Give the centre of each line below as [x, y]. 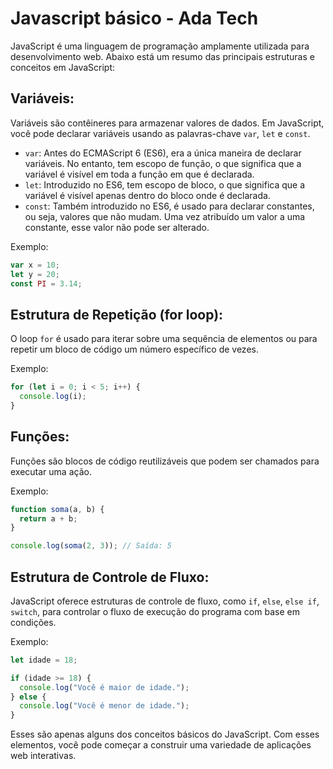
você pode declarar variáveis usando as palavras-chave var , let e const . [160, 133]
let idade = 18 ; [44, 660]
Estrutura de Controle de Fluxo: [110, 577]
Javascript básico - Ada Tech [134, 18]
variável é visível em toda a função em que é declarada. [139, 174]
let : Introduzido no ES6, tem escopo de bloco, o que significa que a [165, 184]
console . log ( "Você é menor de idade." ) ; [104, 706]
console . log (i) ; [53, 397]
